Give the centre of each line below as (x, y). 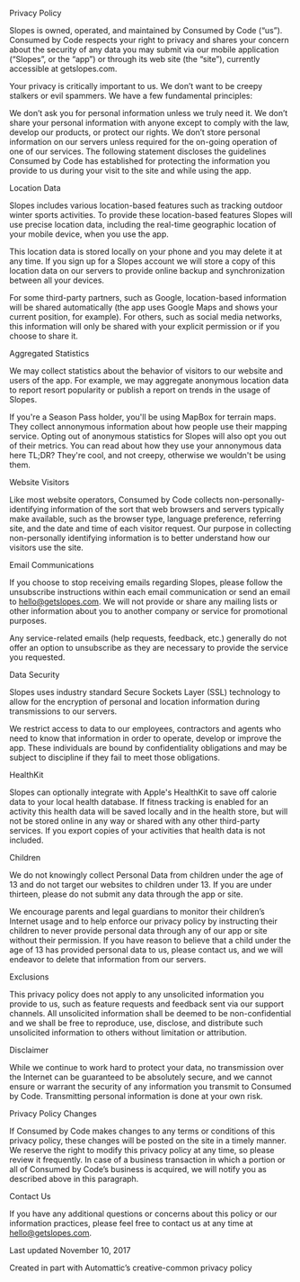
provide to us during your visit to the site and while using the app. (130, 171)
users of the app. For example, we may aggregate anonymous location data (149, 380)
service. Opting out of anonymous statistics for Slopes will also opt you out (148, 436)
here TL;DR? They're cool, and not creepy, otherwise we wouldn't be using (148, 455)
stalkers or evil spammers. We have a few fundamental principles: (131, 95)
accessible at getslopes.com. (63, 68)
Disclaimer (29, 1050)
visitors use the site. (46, 547)
